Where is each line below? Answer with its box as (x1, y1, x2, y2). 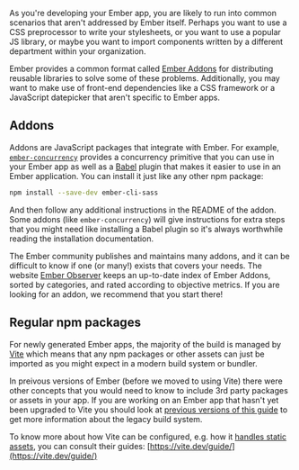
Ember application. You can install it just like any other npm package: (9, 170, 264, 181)
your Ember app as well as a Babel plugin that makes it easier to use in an (9, 161, 281, 172)
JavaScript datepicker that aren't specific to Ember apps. (9, 92, 221, 103)
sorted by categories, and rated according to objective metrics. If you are (9, 279, 280, 290)
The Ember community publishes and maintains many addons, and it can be (9, 250, 290, 261)
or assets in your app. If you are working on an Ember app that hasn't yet (9, 394, 279, 405)
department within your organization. (9, 46, 146, 57)
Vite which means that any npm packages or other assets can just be (9, 348, 265, 359)
